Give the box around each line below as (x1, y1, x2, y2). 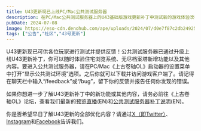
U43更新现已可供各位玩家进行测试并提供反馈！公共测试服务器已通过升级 (6, 48, 185, 55)
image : (6, 25, 23, 32)
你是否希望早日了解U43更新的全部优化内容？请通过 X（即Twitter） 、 (6, 111, 172, 118)
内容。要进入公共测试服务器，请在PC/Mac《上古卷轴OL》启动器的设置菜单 (6, 63, 190, 70)
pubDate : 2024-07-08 (6, 20, 58, 26)
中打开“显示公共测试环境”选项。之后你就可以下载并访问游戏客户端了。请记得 (6, 70, 194, 77)
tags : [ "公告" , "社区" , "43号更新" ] (6, 31, 86, 37)
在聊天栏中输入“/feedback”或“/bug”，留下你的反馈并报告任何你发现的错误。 (6, 78, 193, 85)
